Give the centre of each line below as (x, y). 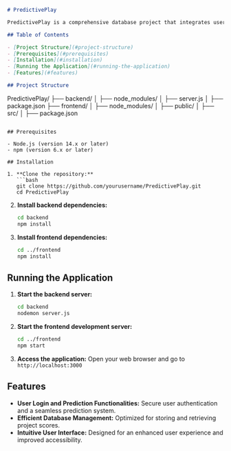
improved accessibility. (49, 440)
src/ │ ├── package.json (43, 113)
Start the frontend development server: (75, 326)
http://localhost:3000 (49, 365)
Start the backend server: (55, 294)
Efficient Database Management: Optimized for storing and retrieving (117, 418)
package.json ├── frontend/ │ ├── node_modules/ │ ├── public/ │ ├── (111, 106)
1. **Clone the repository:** (51, 174)
